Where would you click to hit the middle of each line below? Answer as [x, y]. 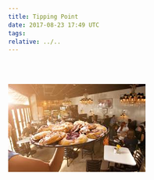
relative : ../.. [34, 42]
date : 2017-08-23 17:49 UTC [54, 25]
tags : [17, 33]
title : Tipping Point [43, 17]
